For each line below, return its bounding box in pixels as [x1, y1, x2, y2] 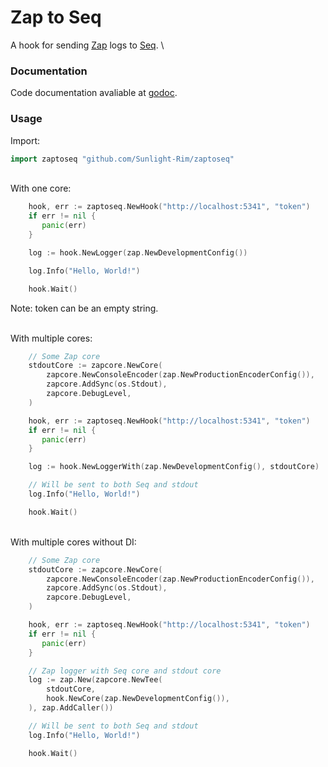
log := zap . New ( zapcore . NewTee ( [28, 675, 163, 685]
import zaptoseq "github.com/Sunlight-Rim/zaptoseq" [10, 154, 235, 164]
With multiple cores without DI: [10, 536, 137, 548]
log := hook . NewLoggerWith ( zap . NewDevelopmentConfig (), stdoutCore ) [28, 462, 320, 472]
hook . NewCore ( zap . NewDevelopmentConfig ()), [46, 694, 230, 704]
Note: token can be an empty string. [10, 302, 159, 314]
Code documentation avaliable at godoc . [10, 87, 178, 99]
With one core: [10, 182, 72, 195]
